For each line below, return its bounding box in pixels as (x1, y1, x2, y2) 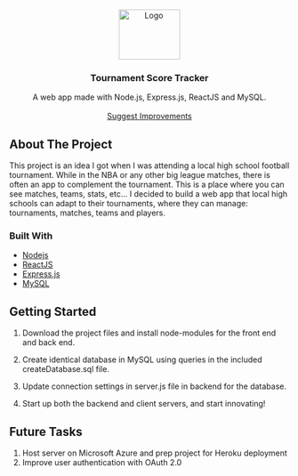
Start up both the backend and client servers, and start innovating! (21, 399, 266, 409)
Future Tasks (9, 424, 83, 440)
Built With (9, 230, 53, 242)
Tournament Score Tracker (90, 71, 209, 84)
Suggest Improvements (106, 111, 193, 122)
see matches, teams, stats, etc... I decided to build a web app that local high (9, 189, 288, 199)
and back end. (21, 337, 76, 348)
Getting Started (9, 303, 97, 319)
